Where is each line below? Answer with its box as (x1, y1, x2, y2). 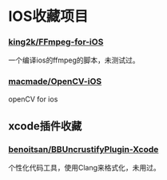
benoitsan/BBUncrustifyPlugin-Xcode (8, 144, 159, 155)
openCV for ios (8, 94, 58, 104)
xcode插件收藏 (8, 119, 82, 133)
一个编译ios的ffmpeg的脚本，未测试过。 (8, 55, 140, 65)
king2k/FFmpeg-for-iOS (8, 37, 104, 48)
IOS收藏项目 (8, 7, 89, 26)
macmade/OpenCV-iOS (8, 76, 102, 87)
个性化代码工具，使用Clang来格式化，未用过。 (8, 163, 161, 173)
